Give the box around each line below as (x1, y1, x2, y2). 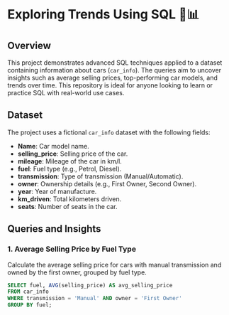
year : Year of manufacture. (17, 187, 97, 196)
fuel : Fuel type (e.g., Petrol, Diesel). (17, 164, 122, 173)
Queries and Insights (7, 223, 101, 235)
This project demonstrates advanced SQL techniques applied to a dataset (7, 58, 223, 67)
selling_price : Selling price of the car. (17, 149, 128, 158)
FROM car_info (7, 288, 50, 296)
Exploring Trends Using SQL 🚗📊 (7, 6, 200, 23)
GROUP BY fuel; (7, 301, 52, 309)
